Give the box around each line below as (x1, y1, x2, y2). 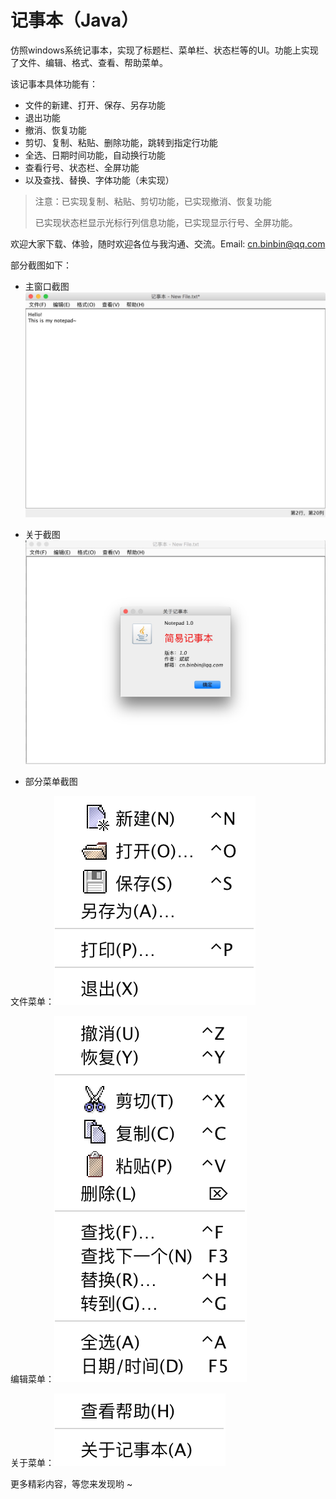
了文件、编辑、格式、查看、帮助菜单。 (10, 56, 168, 68)
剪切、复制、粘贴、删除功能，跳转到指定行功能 (24, 136, 218, 148)
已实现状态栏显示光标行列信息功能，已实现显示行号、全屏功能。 (34, 216, 298, 228)
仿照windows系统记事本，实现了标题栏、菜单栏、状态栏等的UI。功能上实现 (10, 44, 319, 56)
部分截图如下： (10, 259, 72, 271)
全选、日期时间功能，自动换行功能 (24, 149, 166, 161)
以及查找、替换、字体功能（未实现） (24, 174, 175, 186)
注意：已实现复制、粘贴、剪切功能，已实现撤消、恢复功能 (34, 195, 272, 207)
